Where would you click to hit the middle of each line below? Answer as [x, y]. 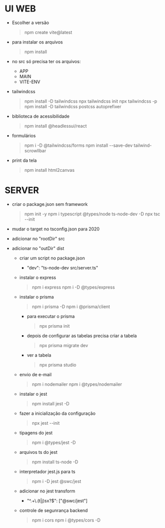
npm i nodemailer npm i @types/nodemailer [77, 384]
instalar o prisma [36, 297]
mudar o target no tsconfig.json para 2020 [56, 229]
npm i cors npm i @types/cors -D [66, 520]
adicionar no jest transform [47, 491]
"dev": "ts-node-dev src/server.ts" [62, 268]
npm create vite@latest [48, 32]
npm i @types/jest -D [54, 442]
